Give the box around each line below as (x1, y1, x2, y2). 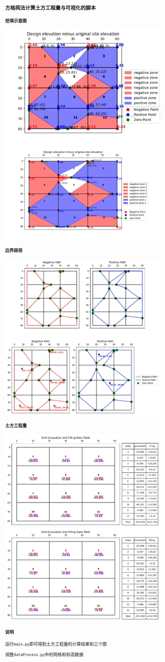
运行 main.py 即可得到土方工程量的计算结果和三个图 (5, 641, 107, 647)
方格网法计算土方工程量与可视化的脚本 (5, 4, 96, 11)
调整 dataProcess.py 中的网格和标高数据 (5, 651, 84, 657)
